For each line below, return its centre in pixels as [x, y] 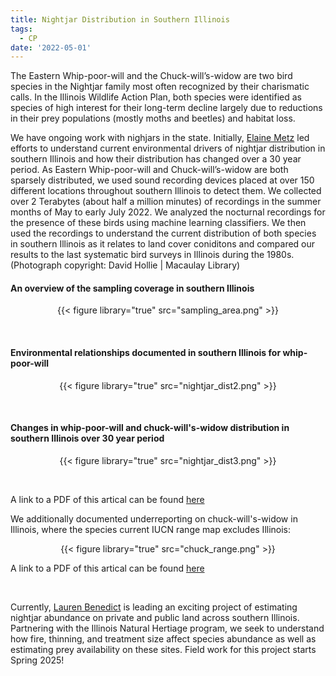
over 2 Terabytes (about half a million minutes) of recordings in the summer [166, 202]
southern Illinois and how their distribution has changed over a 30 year [156, 159]
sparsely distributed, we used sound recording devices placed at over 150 [162, 180]
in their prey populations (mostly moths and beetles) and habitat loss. [153, 118]
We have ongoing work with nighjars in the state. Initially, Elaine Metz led [160, 138]
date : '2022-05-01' [51, 47]
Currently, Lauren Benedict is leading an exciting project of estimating [154, 607]
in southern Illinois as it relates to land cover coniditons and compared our [163, 244]
